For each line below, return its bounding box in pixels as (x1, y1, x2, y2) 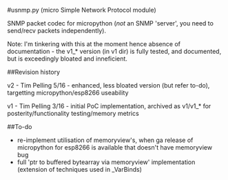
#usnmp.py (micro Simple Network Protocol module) (7, 6, 156, 14)
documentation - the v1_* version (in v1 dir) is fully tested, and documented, (7, 48, 222, 55)
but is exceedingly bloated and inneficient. (7, 54, 127, 63)
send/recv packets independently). (7, 27, 107, 34)
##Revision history (7, 68, 61, 76)
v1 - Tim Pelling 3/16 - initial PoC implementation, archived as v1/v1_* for (7, 102, 211, 110)
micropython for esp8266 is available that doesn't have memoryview (17, 143, 212, 151)
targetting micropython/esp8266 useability (7, 89, 129, 97)
